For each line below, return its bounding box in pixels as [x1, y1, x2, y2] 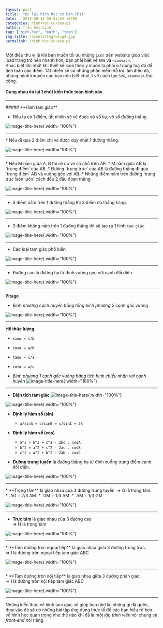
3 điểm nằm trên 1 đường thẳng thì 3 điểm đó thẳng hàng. [12, 199, 127, 205]
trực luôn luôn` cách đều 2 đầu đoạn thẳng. [5, 176, 92, 182]
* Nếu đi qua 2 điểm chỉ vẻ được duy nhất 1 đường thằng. [5, 137, 119, 143]
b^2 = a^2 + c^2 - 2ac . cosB [19, 445, 81, 450]
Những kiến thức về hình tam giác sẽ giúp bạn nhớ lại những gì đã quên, [5, 601, 149, 608]
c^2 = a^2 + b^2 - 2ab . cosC [19, 450, 81, 455]
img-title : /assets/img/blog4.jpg [5, 35, 75, 39]
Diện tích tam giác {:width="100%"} [12, 392, 122, 398]
